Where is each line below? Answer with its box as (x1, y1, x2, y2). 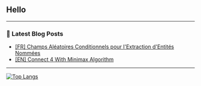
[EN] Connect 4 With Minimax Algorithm (14, 56, 114, 63)
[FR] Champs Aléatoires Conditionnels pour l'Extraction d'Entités (14, 43, 175, 50)
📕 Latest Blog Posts (6, 29, 64, 38)
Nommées (14, 50, 41, 57)
